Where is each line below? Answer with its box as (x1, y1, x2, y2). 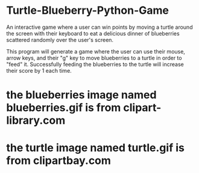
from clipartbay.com (6, 154, 112, 168)
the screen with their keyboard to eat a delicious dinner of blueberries (6, 29, 180, 37)
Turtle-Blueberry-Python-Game (6, 4, 169, 17)
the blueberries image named (6, 88, 157, 102)
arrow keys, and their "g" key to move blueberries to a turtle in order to (6, 54, 182, 61)
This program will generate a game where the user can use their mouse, (6, 47, 186, 55)
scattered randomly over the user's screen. (6, 36, 113, 43)
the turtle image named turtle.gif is (6, 141, 185, 155)
